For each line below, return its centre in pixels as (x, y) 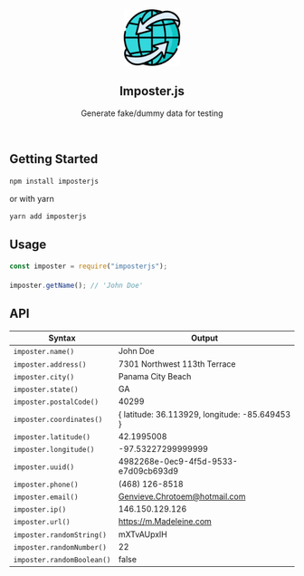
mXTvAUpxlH (142, 534)
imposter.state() (46, 390)
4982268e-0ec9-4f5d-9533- (178, 462)
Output (205, 338)
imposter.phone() (46, 485)
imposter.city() (44, 377)
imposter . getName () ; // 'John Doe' (76, 285)
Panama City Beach (155, 376)
